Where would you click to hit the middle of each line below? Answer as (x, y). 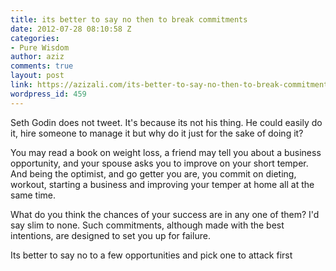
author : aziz (37, 57)
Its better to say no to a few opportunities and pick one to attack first (151, 255)
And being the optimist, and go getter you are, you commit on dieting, (153, 173)
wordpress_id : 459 (48, 94)
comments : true (42, 66)
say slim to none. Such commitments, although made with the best (147, 225)
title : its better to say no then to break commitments (129, 19)
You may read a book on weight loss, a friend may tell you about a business (166, 152)
